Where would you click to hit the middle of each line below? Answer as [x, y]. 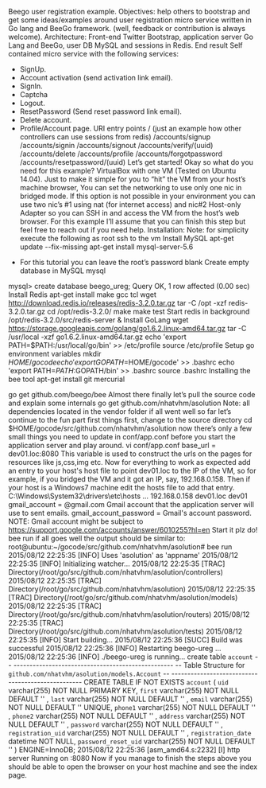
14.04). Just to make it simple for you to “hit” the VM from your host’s [133, 179]
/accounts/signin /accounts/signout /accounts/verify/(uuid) [116, 145]
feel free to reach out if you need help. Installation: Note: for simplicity [134, 230]
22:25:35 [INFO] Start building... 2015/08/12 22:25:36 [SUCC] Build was [126, 640]
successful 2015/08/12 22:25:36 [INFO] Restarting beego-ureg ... [115, 648]
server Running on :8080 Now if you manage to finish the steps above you [130, 758]
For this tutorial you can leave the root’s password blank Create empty [134, 262]
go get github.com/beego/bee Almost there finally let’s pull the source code [132, 394]
